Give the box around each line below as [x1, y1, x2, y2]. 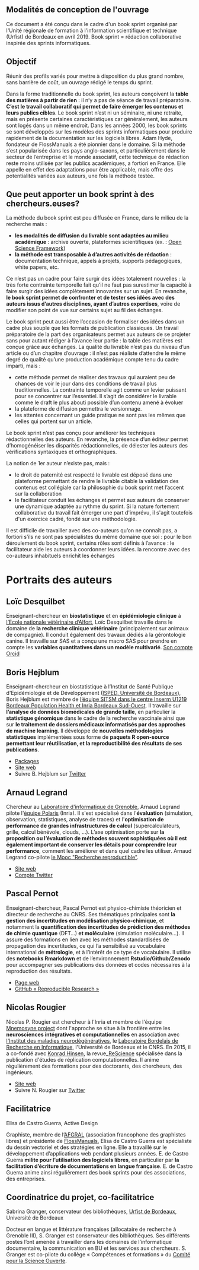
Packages [14, 758, 40, 765]
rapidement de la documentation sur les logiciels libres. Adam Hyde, [6, 134, 173, 141]
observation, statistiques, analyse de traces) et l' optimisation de [6, 816, 164, 823]
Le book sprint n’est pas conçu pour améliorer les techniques [6, 430, 156, 437]
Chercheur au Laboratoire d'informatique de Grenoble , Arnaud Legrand [6, 804, 180, 811]
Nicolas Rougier [6, 1002, 66, 1012]
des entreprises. [6, 1175, 46, 1182]
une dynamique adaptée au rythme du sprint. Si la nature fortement [14, 503, 179, 510]
